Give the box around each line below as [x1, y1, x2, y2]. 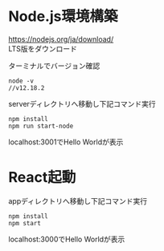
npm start [8, 219, 42, 227]
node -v [8, 77, 35, 85]
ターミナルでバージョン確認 [8, 61, 100, 71]
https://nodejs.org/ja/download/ [8, 34, 114, 44]
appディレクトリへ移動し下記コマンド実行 [8, 196, 148, 205]
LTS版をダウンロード [8, 43, 78, 53]
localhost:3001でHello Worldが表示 [8, 137, 124, 147]
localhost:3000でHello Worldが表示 [8, 234, 125, 244]
